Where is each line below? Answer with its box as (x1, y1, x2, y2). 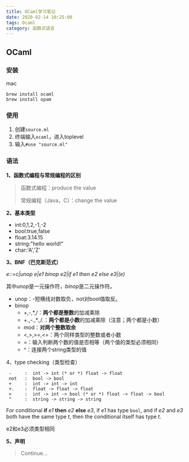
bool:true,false (14, 227, 50, 235)
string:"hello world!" (14, 240, 64, 247)
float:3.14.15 (14, 233, 43, 240)
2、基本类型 (6, 209, 35, 216)
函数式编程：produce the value (20, 184, 96, 191)
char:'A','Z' (14, 246, 41, 254)
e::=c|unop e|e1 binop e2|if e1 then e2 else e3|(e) (6, 270, 125, 277)
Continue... (20, 450, 48, 457)
